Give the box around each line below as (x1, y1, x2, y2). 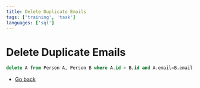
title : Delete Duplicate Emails (6, 8, 86, 15)
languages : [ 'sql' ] (6, 20, 55, 26)
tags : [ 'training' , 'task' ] (6, 14, 76, 20)
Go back (14, 76, 36, 83)
